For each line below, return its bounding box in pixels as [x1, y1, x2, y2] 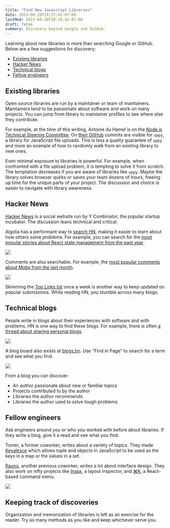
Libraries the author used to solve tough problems [12, 399, 118, 405]
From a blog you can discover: [5, 373, 69, 379]
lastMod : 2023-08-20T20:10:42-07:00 [5, 17, 83, 22]
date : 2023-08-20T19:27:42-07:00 [5, 12, 76, 17]
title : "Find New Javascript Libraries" [5, 7, 93, 13]
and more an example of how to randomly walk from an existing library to [5, 142, 159, 148]
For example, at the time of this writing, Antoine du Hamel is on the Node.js [5, 126, 162, 133]
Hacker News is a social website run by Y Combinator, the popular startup [5, 213, 160, 219]
